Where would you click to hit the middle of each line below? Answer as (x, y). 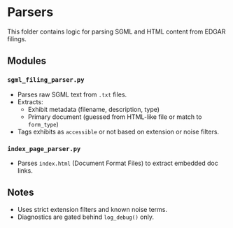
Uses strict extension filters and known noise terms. (92, 209)
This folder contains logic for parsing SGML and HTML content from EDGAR (116, 31)
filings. (17, 38)
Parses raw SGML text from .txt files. (72, 94)
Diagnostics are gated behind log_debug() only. (85, 217)
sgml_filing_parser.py (46, 80)
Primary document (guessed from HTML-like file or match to (115, 117)
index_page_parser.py (44, 149)
